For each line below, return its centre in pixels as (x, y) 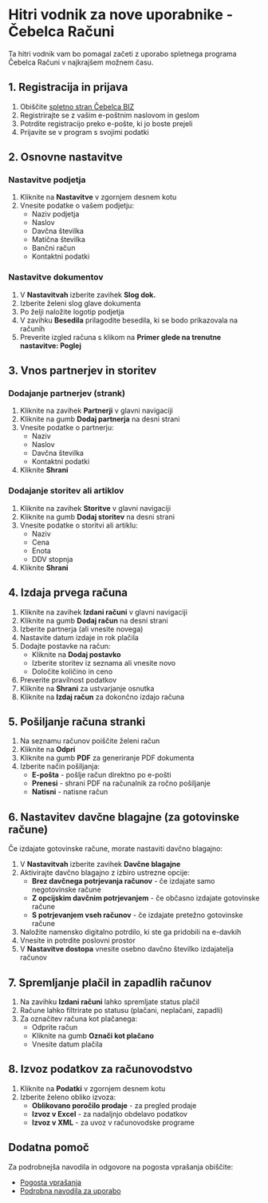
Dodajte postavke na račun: (65, 646)
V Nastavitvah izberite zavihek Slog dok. (88, 295)
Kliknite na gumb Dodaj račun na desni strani (94, 620)
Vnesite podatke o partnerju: (67, 428)
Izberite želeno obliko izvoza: (68, 1097)
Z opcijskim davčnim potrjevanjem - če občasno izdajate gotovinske (146, 898)
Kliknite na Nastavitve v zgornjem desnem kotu (98, 197)
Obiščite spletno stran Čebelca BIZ (77, 106)
